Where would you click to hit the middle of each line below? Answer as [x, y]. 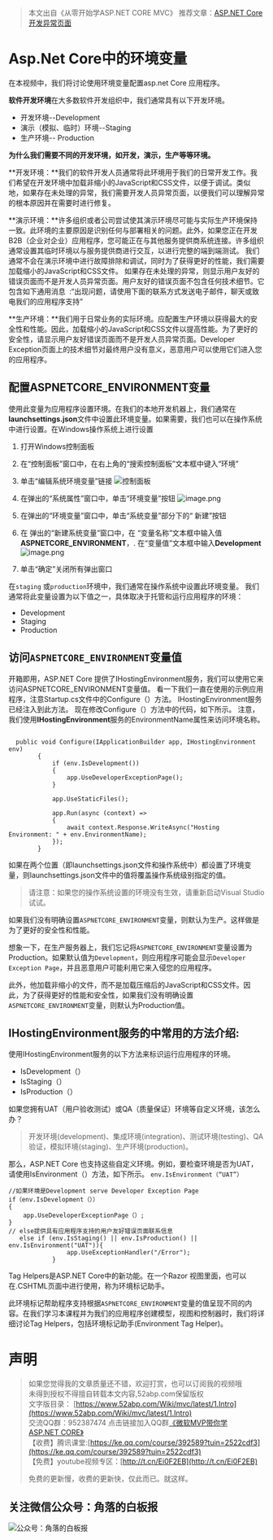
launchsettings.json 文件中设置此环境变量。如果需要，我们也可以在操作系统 [135, 419]
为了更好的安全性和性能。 [51, 930]
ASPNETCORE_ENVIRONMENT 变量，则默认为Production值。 [99, 1005]
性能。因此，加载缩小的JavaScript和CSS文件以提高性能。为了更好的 [144, 329]
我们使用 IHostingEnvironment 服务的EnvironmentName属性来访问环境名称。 [136, 719]
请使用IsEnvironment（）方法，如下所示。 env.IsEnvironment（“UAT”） [126, 1174]
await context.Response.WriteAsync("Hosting [143, 827]
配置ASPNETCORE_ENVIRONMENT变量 [109, 388]
